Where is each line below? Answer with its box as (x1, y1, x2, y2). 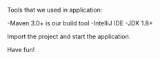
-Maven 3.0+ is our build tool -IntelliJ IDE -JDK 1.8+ (7, 19, 154, 27)
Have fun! (7, 46, 35, 54)
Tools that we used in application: (7, 6, 103, 14)
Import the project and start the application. (7, 32, 131, 40)
